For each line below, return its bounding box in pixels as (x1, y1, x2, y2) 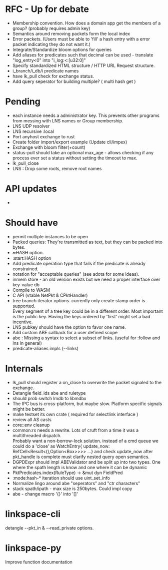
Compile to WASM (12, 287, 50, 293)
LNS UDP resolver (12, 123, 50, 129)
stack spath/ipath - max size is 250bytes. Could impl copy (12, 486, 132, 492)
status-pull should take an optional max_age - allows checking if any (12, 149, 154, 155)
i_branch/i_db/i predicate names (12, 67, 79, 73)
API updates (5, 183, 57, 194)
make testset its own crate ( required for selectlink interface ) (12, 411, 138, 417)
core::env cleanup (12, 422, 50, 428)
